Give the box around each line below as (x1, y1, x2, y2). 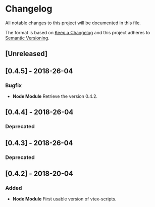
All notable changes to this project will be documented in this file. (5, 20, 141, 26)
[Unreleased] (5, 49, 48, 58)
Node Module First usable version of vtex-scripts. (12, 196, 117, 202)
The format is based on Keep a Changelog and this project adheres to (5, 29, 150, 35)
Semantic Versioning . (5, 35, 49, 41)
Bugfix (5, 82, 22, 89)
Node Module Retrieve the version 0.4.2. (12, 93, 97, 99)
